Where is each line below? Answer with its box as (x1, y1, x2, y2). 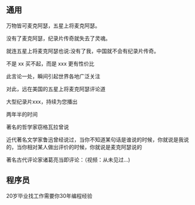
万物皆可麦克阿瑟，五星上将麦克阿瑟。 (6, 22, 100, 29)
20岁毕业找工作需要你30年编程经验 (6, 192, 92, 199)
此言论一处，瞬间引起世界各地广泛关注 (6, 73, 100, 80)
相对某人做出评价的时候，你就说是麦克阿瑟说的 (26, 143, 142, 150)
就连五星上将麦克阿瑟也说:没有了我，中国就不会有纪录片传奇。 (6, 47, 160, 54)
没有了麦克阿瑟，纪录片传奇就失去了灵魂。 (6, 35, 111, 42)
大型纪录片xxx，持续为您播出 (6, 98, 78, 105)
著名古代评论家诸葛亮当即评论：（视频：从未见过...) (6, 156, 131, 163)
